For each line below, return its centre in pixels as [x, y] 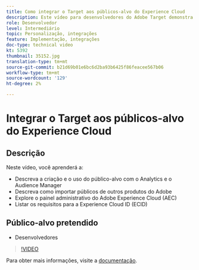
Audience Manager [38, 185]
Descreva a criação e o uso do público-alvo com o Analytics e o [93, 179]
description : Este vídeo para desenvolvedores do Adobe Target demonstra [100, 17]
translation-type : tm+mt [37, 61]
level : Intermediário [33, 28]
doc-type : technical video [40, 45]
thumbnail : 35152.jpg [33, 56]
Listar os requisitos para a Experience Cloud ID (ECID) [81, 204]
